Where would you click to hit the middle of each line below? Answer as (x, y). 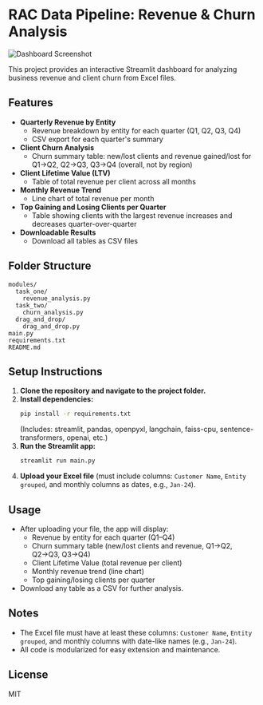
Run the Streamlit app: (57, 446)
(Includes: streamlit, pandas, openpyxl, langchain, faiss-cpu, (119, 430)
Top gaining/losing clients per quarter (93, 580)
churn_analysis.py (53, 312)
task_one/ (31, 291)
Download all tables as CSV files (84, 240)
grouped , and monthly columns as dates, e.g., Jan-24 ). (108, 485)
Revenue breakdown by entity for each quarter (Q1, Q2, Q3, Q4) (136, 130)
